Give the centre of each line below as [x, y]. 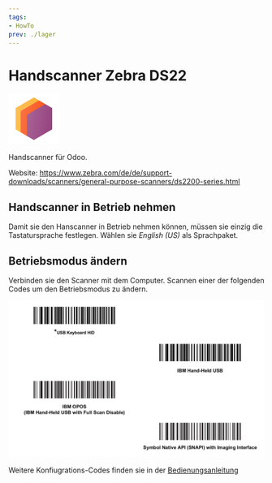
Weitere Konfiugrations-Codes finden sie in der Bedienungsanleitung [123, 470]
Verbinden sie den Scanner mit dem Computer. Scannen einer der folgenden [136, 280]
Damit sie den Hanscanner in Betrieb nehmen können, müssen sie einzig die [136, 226]
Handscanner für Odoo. [48, 157]
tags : [17, 17]
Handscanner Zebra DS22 [98, 75]
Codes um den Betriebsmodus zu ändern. [78, 289]
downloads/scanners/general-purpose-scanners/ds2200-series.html [124, 182]
